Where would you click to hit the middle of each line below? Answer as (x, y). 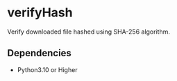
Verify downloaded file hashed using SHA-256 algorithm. (88, 32)
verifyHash (40, 13)
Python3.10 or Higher (47, 69)
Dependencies (39, 53)
